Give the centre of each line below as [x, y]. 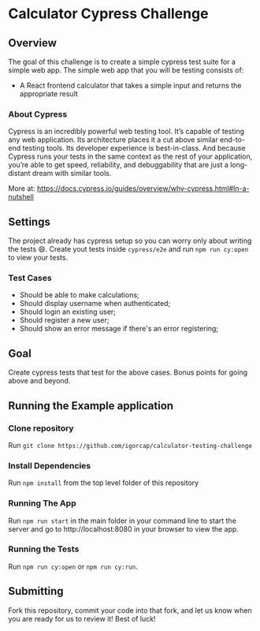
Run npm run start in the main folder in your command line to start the [122, 521]
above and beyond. [39, 381]
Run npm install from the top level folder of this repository [104, 483]
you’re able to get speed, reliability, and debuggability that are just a [118, 165]
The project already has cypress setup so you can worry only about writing [130, 241]
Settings [30, 222]
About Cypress [38, 114]
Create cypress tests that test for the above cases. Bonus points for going [128, 372]
